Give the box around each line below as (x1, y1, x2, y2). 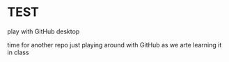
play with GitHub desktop (7, 27, 80, 36)
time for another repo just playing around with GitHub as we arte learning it (7, 40, 222, 49)
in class (7, 48, 29, 56)
